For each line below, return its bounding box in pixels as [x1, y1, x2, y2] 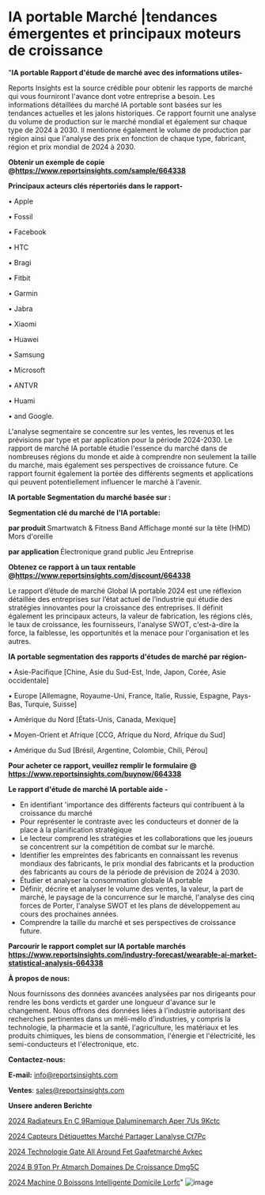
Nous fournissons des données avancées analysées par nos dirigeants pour [8, 988, 256, 998]
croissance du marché [19, 808, 93, 817]
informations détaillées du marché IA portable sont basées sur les [8, 100, 223, 109]
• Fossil [8, 211, 33, 221]
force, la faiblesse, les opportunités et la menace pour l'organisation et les [8, 628, 249, 637]
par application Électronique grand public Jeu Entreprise [8, 546, 194, 556]
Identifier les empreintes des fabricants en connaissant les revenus [19, 850, 239, 859]
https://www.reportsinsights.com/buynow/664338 [8, 769, 182, 778]
